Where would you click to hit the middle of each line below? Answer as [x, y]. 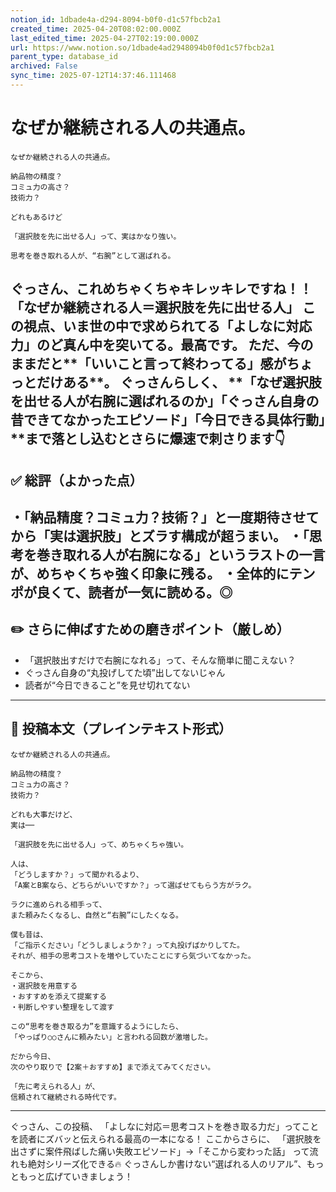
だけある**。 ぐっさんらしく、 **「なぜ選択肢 [179, 382]
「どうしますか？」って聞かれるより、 [77, 874]
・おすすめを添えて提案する [58, 996]
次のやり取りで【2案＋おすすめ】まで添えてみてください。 [113, 1067]
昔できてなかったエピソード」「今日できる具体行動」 [168, 420]
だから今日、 [33, 1056]
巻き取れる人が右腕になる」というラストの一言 [181, 554]
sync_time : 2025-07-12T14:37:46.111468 [93, 76]
